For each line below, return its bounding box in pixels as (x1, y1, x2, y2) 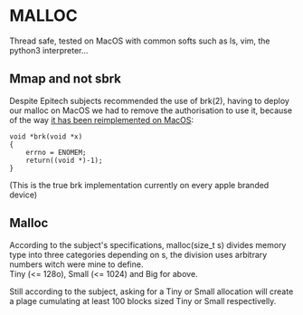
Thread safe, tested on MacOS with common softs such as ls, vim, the (9, 35, 270, 46)
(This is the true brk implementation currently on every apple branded (9, 179, 270, 190)
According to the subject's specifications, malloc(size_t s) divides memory (9, 239, 287, 250)
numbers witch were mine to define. (9, 259, 144, 270)
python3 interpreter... (9, 44, 89, 55)
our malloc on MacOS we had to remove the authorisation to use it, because (9, 105, 292, 116)
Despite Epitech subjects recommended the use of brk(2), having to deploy (9, 95, 289, 106)
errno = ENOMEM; (25, 148, 88, 157)
